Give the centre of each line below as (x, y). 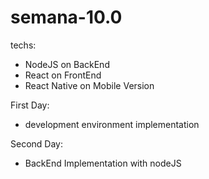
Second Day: (36, 143)
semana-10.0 (66, 17)
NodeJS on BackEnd (67, 64)
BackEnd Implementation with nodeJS (103, 163)
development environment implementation (112, 124)
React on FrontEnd (63, 75)
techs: (23, 45)
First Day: (30, 105)
